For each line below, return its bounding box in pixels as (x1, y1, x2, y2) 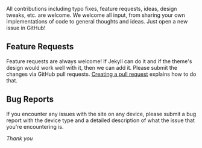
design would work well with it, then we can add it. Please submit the (6, 64, 178, 71)
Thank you (6, 135, 33, 142)
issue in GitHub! (6, 24, 46, 31)
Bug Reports (6, 94, 54, 105)
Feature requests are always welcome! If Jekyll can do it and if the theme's (6, 57, 192, 65)
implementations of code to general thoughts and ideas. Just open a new (6, 18, 188, 25)
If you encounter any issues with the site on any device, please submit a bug (6, 110, 197, 117)
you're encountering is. (6, 123, 64, 130)
